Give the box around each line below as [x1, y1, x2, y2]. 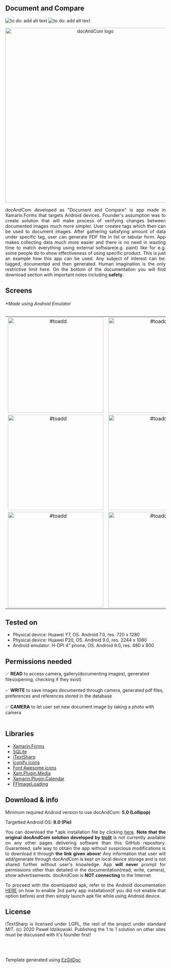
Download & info [5, 796, 59, 804]
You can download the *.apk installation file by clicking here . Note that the [5, 829, 166, 835]
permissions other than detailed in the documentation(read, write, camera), [5, 867, 166, 873]
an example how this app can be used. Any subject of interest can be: [5, 255, 166, 261]
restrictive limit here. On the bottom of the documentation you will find [5, 266, 166, 272]
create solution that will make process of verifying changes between [5, 217, 166, 223]
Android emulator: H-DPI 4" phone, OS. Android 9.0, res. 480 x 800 [12, 642, 154, 649]
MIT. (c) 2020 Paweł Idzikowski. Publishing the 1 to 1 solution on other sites [5, 926, 166, 932]
